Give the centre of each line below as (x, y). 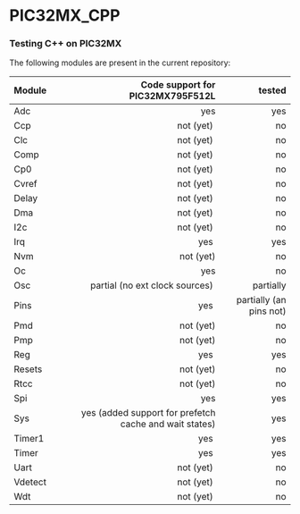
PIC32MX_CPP (65, 16)
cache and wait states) (168, 424)
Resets (28, 369)
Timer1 (29, 439)
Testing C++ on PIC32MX (66, 44)
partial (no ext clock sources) (152, 285)
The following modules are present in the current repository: (120, 63)
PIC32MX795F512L (172, 97)
